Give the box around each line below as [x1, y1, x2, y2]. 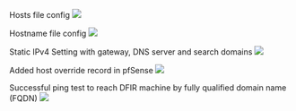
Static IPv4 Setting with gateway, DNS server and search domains [9, 47, 253, 57]
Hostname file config [9, 28, 87, 38]
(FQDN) [9, 93, 38, 103]
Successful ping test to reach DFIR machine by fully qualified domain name [9, 82, 287, 93]
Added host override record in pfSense [9, 65, 154, 75]
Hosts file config [9, 10, 70, 20]
